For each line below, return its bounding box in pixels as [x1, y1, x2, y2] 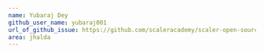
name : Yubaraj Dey [8, 11, 68, 19]
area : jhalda [8, 33, 51, 41]
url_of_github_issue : [8, 26, 79, 34]
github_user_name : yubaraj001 [8, 19, 108, 26]
